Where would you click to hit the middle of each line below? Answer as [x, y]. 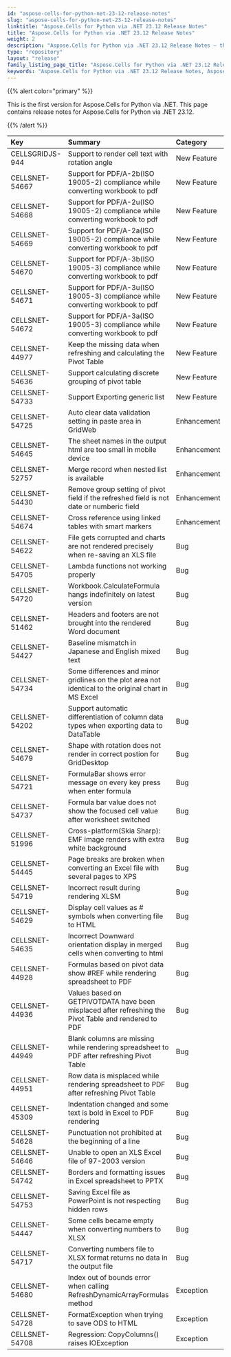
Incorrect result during [104, 887]
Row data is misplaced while [113, 1076]
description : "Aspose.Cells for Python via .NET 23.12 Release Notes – [112, 46]
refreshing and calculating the [116, 353]
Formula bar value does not [112, 802]
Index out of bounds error [109, 1277]
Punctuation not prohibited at [115, 1132]
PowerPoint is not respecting [114, 1200]
